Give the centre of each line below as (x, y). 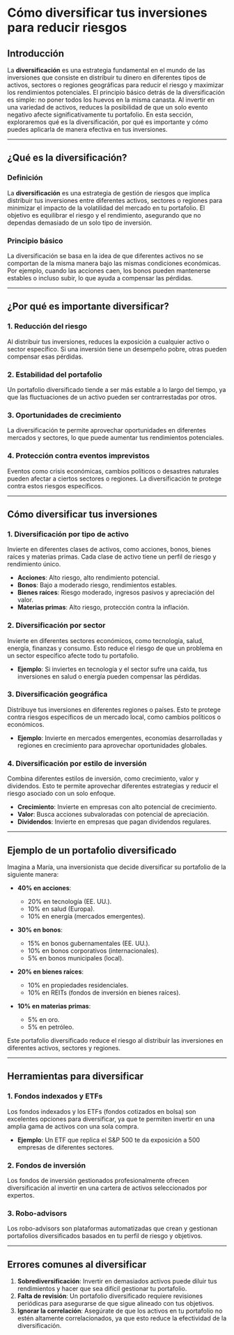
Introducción (36, 53)
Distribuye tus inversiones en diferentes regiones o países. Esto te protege (114, 709)
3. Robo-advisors (37, 1213)
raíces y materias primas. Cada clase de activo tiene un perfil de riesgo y (112, 557)
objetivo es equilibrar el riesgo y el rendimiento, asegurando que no (104, 215)
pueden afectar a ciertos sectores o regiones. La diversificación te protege (115, 478)
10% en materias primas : (54, 1006)
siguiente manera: (33, 874)
